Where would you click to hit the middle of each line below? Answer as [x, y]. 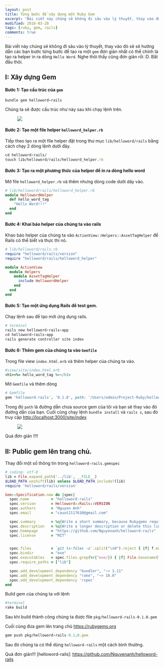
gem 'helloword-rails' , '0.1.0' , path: [46, 398]
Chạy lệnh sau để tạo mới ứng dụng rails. [46, 317]
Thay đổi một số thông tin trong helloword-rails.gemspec [62, 463]
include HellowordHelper [43, 281]
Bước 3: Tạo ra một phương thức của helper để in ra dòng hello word [75, 171]
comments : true [20, 32]
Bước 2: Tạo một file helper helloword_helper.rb [54, 130]
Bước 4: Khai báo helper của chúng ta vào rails [53, 224]
